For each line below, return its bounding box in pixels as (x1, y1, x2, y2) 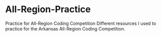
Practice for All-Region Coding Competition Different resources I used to (5, 20, 156, 26)
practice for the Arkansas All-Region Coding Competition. (5, 25, 126, 31)
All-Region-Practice (5, 4, 91, 15)
